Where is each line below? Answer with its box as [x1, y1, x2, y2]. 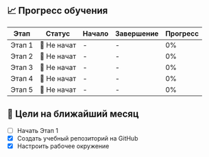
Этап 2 [10, 51, 34, 61]
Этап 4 [10, 73, 34, 83]
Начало [82, 29, 109, 38]
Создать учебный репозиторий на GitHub [16, 134, 138, 142]
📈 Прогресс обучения [7, 5, 108, 16]
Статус [45, 29, 71, 38]
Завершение [115, 29, 159, 38]
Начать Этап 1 [16, 126, 58, 134]
